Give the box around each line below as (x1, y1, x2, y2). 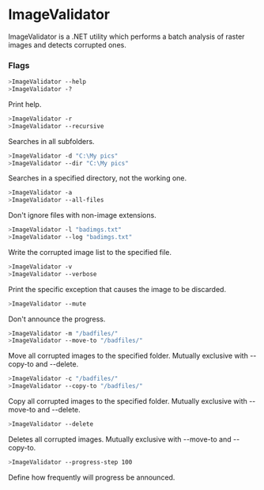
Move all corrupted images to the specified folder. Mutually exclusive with (8, 351, 249, 361)
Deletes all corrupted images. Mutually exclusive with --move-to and (8, 434, 232, 444)
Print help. (8, 99, 42, 108)
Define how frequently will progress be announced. (8, 473, 175, 482)
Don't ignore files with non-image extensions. (8, 211, 157, 220)
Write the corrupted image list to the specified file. (8, 247, 172, 256)
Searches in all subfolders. (8, 136, 95, 146)
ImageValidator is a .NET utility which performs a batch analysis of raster (8, 32, 245, 41)
